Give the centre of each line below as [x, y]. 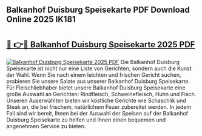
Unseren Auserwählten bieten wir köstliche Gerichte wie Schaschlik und [96, 100]
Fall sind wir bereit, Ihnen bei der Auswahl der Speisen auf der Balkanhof [97, 113]
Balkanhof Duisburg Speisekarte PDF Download [98, 10]
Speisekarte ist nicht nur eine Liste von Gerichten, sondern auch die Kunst [99, 68]
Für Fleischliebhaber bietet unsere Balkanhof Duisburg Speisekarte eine [96, 88]
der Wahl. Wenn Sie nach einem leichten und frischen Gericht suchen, [94, 75]
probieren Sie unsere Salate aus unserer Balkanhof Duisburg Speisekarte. [98, 81]
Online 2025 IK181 [41, 20]
